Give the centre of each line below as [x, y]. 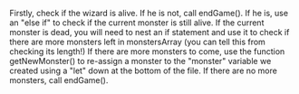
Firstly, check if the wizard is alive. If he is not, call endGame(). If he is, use [149, 13]
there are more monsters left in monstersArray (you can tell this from [137, 42]
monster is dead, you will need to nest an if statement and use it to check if [149, 32]
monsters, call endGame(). [59, 80]
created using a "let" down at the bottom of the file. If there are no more [144, 70]
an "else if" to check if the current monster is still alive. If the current [137, 23]
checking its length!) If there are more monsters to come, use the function [147, 52]
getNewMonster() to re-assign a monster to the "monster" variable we [140, 61]
